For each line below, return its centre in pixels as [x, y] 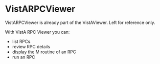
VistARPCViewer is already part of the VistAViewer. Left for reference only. [80, 22]
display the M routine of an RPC [44, 52]
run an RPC [23, 57]
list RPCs [21, 41]
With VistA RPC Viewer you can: [37, 32]
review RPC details [31, 46]
